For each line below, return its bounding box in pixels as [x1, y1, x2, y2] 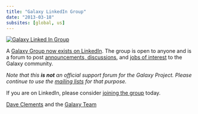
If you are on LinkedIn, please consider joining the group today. [6, 90, 161, 97]
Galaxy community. [6, 60, 54, 67]
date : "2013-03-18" [6, 14, 55, 20]
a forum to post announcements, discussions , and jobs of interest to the [6, 54, 183, 61]
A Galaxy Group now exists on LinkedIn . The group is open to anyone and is [6, 47, 192, 55]
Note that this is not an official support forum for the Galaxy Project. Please [6, 72, 192, 79]
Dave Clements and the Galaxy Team [6, 101, 97, 108]
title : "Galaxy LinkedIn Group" [6, 8, 86, 15]
